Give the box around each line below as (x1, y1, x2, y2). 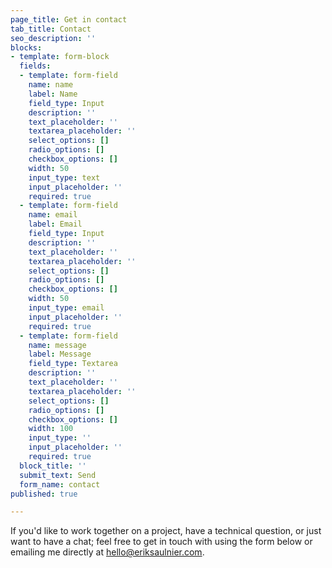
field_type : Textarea (28, 359, 118, 369)
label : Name (28, 89, 78, 99)
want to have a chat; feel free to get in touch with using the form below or (10, 536, 313, 548)
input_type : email (28, 303, 105, 313)
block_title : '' (19, 461, 87, 471)
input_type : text (28, 172, 101, 183)
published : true (10, 489, 78, 499)
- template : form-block (10, 52, 110, 62)
